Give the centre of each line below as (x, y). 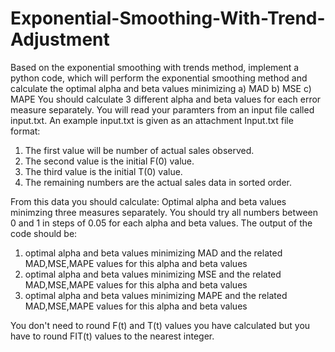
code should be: (44, 233)
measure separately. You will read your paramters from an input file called (162, 109)
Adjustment (60, 39)
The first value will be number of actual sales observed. (139, 150)
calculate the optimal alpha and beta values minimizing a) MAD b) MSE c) (161, 88)
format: (25, 131)
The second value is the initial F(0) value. (109, 161)
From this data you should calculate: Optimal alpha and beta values (148, 201)
